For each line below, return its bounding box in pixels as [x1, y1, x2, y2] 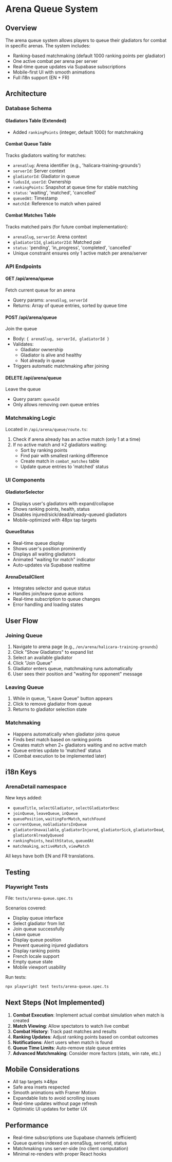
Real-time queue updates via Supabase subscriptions [12, 64, 126, 69]
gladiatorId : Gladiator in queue [12, 173, 80, 179]
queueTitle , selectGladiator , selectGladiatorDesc [12, 805, 120, 811]
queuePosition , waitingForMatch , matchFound [12, 816, 106, 822]
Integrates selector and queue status [12, 585, 91, 592]
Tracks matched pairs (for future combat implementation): [5, 223, 128, 229]
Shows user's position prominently [12, 546, 86, 552]
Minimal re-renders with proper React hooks [12, 1151, 107, 1157]
